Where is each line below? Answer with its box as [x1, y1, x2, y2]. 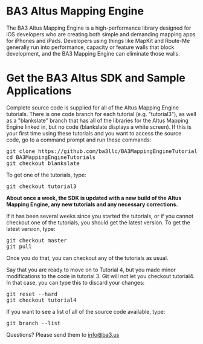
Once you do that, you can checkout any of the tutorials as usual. [6, 254, 169, 261]
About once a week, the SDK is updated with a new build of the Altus [6, 194, 182, 201]
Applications [6, 84, 72, 98]
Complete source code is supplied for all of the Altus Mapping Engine [6, 104, 179, 111]
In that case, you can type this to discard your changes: [6, 279, 145, 286]
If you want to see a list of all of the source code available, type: [6, 308, 166, 315]
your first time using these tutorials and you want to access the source [6, 129, 182, 137]
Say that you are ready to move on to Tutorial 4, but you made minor [6, 266, 176, 273]
